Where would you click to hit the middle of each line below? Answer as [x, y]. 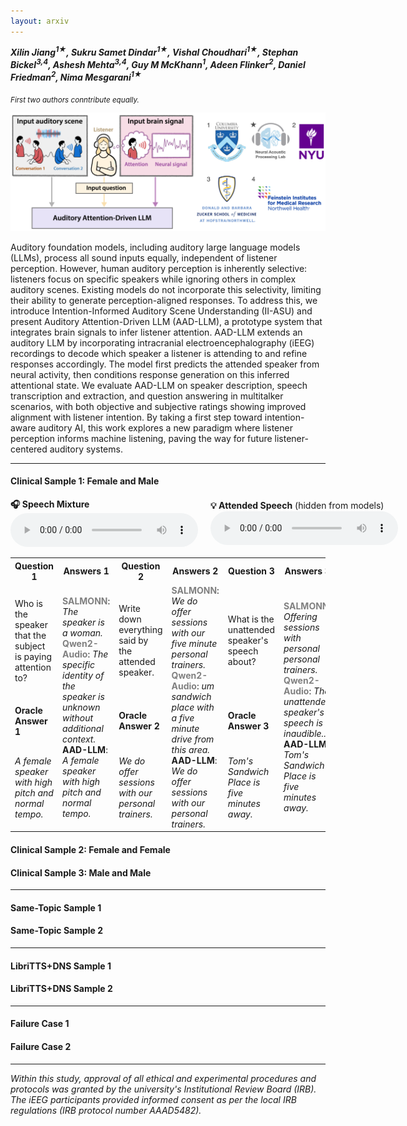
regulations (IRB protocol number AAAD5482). [106, 1110]
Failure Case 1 [40, 1024]
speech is [303, 723]
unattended [251, 630]
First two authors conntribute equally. [75, 100]
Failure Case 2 [41, 1046]
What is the [251, 619]
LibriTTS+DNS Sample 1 [61, 966]
